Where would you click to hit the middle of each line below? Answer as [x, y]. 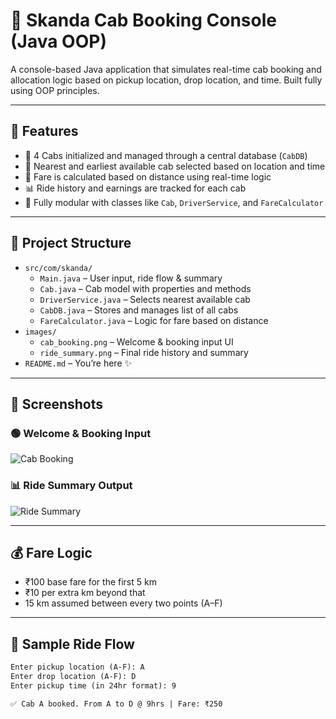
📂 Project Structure [71, 243]
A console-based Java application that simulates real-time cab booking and [166, 69]
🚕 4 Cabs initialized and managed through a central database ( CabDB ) [166, 155]
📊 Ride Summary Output [71, 486]
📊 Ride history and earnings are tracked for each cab [135, 188]
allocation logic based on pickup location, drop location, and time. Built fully [166, 80]
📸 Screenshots [57, 404]
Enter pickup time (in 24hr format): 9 [93, 685]
